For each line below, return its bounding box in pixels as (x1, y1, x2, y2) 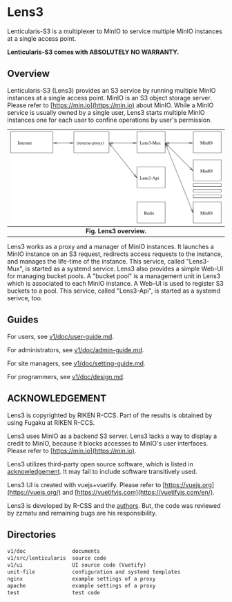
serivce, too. (7, 293, 43, 302)
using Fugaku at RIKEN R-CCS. (7, 418, 95, 426)
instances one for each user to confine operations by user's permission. (7, 116, 212, 124)
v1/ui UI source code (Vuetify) (7, 562, 147, 569)
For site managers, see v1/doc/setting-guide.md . (7, 359, 146, 367)
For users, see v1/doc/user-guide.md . (7, 332, 114, 340)
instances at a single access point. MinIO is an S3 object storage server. (7, 93, 212, 102)
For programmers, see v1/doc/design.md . (7, 372, 125, 381)
